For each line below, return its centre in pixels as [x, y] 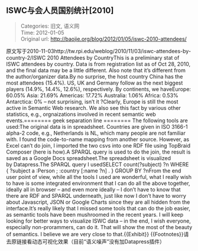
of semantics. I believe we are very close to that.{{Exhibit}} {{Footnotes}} [95, 234]
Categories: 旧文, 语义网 [50, 26]
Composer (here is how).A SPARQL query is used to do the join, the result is [98, 152]
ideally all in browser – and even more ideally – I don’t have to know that [94, 189]
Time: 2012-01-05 [42, 32]
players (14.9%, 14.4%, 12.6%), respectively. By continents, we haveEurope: [98, 89]
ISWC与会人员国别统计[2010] [60, 11]
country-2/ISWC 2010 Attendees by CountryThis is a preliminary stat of [93, 57]
